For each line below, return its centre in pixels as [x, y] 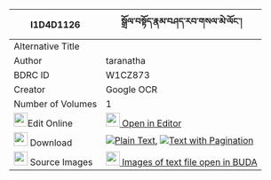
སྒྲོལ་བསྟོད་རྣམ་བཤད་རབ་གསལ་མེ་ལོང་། [182, 21]
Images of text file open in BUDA [190, 162]
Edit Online [51, 123]
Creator [30, 90]
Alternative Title [47, 46]
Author [28, 61]
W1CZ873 [128, 75]
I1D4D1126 [56, 24]
